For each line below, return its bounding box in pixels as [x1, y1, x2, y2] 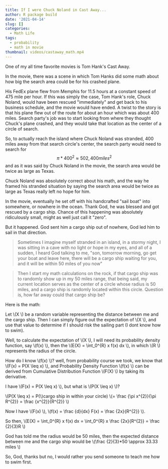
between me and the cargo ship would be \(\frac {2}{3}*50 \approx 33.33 [5, 439, 158, 445]
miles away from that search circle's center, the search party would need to [5, 141, 161, 147]
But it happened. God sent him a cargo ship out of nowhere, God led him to [5, 224, 160, 230]
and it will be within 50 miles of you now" [17, 260, 103, 267]
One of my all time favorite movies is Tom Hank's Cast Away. [5, 63, 130, 70]
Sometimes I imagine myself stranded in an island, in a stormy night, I [17, 239, 161, 245]
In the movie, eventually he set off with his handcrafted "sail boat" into [5, 198, 150, 205]
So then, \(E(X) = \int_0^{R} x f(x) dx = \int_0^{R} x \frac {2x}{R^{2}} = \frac [5, 418, 160, 424]
